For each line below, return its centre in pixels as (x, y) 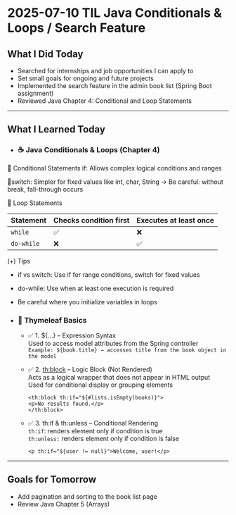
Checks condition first (91, 220)
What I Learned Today (56, 129)
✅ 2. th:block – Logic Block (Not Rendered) (90, 369)
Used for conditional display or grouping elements (100, 385)
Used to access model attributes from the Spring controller (113, 343)
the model (42, 356)
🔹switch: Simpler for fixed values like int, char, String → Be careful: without (115, 182)
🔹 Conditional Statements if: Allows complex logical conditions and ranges (115, 168)
